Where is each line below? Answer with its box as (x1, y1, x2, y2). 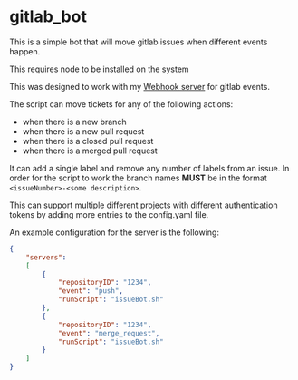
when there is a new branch (22, 116, 127, 127)
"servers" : (25, 252, 67, 262)
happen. (9, 45, 41, 56)
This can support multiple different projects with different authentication (9, 200, 278, 210)
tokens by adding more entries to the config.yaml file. (9, 209, 209, 219)
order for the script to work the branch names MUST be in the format (9, 172, 267, 183)
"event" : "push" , (57, 287, 124, 296)
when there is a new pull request (22, 125, 145, 137)
